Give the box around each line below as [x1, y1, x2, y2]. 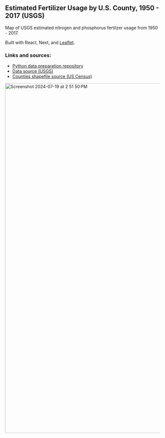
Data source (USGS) [12, 68, 54, 74]
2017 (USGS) [5, 12, 45, 20]
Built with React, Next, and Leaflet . [5, 39, 75, 45]
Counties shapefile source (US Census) [12, 73, 92, 79]
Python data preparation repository [12, 63, 83, 69]
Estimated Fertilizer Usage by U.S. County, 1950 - [5, 4, 159, 12]
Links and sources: [5, 52, 52, 59]
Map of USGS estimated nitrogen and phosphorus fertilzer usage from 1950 [5, 25, 158, 31]
